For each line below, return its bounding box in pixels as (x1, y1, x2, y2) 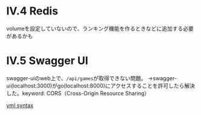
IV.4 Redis (6, 4, 59, 18)
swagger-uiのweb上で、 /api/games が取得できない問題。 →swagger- (6, 74, 177, 82)
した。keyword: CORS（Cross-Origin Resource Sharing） (6, 89, 150, 97)
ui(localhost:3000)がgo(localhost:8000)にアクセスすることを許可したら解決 (6, 82, 196, 89)
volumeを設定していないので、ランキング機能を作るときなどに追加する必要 (6, 25, 194, 32)
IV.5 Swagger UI (6, 54, 89, 67)
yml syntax (6, 101, 34, 109)
